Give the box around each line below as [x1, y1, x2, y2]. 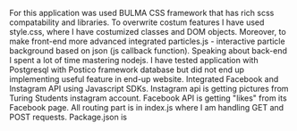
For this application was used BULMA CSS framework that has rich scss [9, 8, 275, 18]
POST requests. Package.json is [9, 111, 128, 122]
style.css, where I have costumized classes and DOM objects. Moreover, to [9, 27, 286, 37]
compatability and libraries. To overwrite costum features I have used [9, 17, 265, 28]
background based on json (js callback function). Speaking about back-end [9, 45, 288, 56]
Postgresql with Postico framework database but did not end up [9, 64, 244, 75]
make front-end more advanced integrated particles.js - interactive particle [9, 36, 285, 46]
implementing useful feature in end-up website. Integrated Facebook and [9, 74, 279, 84]
